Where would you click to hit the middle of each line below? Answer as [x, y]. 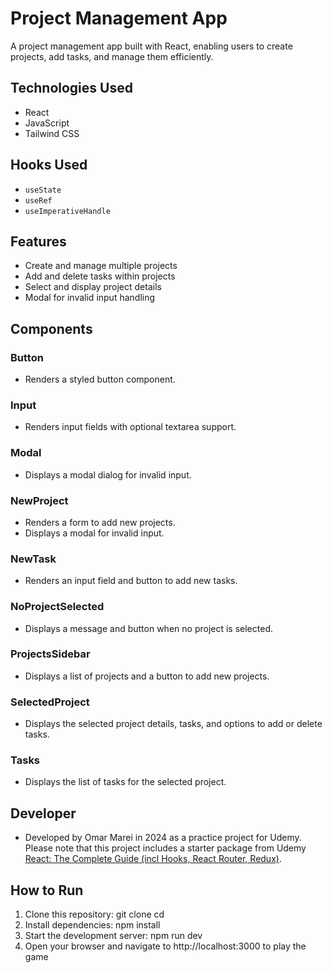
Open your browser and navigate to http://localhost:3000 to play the [165, 946]
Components [51, 328]
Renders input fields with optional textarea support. [130, 427]
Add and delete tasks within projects [100, 276]
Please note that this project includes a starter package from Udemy [165, 848]
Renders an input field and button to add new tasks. [131, 581]
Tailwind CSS [52, 133]
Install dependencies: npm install [92, 925]
